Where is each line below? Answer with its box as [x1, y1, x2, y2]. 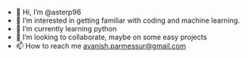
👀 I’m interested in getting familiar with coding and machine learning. [15, 16, 240, 25]
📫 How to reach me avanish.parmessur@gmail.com [15, 42, 186, 50]
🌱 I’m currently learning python [15, 24, 117, 33]
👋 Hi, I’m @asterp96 [15, 8, 82, 16]
